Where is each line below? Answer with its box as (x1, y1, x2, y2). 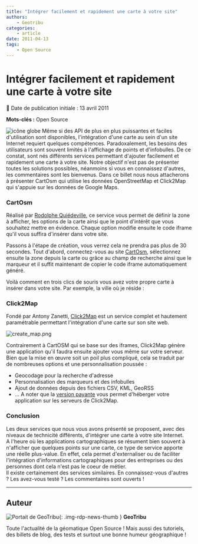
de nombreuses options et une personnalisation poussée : (6, 361, 147, 368)
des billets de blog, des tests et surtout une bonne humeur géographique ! (6, 531, 187, 538)
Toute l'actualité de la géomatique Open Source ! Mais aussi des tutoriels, (6, 525, 185, 532)
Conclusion (6, 412, 40, 420)
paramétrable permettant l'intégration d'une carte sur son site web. (6, 319, 170, 326)
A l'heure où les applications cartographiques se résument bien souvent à (6, 437, 186, 445)
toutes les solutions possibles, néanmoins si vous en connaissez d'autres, (6, 164, 186, 172)
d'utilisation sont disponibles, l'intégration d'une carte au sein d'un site (6, 133, 178, 140)
